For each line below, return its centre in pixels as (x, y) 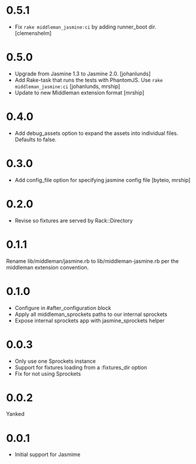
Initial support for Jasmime (48, 454)
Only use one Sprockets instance (55, 361)
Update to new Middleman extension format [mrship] (79, 92)
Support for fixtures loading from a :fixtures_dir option (81, 367)
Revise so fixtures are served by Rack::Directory (74, 220)
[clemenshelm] (33, 33)
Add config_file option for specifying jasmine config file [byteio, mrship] (102, 180)
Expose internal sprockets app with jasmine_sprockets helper (90, 320)
